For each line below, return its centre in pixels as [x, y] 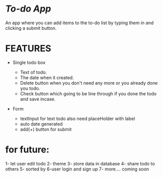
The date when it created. [47, 77]
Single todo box [29, 62]
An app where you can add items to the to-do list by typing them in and [79, 23]
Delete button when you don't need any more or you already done [89, 83]
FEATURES [28, 49]
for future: [27, 150]
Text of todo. [33, 72]
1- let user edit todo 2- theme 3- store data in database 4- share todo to [80, 163]
